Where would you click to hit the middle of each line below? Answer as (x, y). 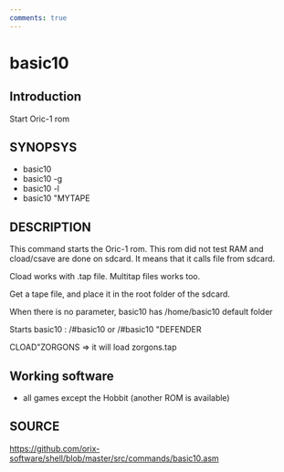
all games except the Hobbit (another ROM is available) (126, 398)
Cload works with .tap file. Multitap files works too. (105, 277)
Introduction (46, 97)
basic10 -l (41, 189)
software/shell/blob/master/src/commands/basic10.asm (114, 458)
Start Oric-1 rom (40, 119)
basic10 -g (42, 179)
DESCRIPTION (50, 227)
